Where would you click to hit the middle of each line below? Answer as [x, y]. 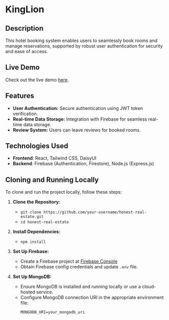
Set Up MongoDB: [32, 277]
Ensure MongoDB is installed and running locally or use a [80, 287]
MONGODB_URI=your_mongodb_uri [53, 312]
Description [24, 28]
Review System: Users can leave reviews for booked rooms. [77, 130]
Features [20, 96]
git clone [31, 212]
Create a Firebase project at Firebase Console [69, 261]
